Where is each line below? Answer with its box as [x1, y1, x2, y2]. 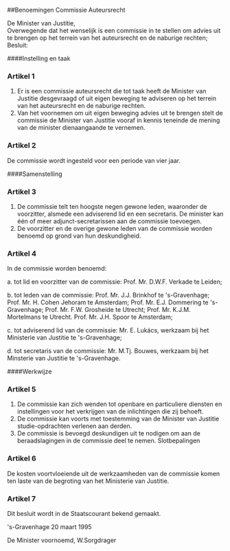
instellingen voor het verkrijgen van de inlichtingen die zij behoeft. [16, 407, 204, 416]
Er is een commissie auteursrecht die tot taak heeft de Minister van [16, 87, 207, 95]
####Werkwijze [7, 368, 52, 376]
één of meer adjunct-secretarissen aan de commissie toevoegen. [16, 216, 203, 225]
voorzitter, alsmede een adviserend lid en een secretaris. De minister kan [16, 210, 224, 218]
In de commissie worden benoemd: [7, 265, 107, 273]
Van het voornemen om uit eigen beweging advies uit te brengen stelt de [16, 109, 223, 117]
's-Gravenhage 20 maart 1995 [7, 523, 92, 531]
